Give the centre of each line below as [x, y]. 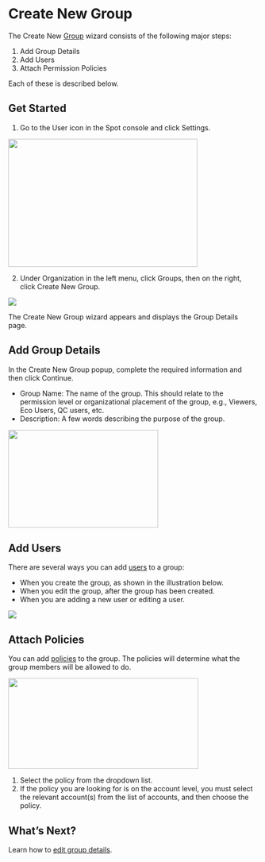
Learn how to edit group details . [60, 850]
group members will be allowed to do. [70, 667]
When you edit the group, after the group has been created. [117, 591]
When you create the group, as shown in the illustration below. [122, 583]
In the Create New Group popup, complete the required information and [125, 369]
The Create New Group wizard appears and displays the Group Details [123, 317]
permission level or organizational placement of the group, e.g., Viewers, [138, 401]
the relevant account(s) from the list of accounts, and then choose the [134, 797]
